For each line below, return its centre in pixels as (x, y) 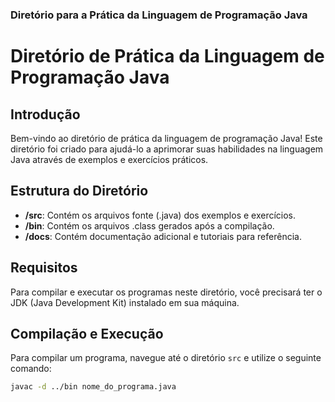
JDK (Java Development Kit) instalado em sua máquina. (125, 302)
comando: (31, 369)
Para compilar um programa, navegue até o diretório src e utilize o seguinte (166, 358)
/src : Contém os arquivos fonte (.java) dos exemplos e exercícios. (160, 215)
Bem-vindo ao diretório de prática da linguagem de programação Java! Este (166, 138)
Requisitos (44, 268)
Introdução (45, 114)
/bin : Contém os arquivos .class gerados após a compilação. (149, 225)
